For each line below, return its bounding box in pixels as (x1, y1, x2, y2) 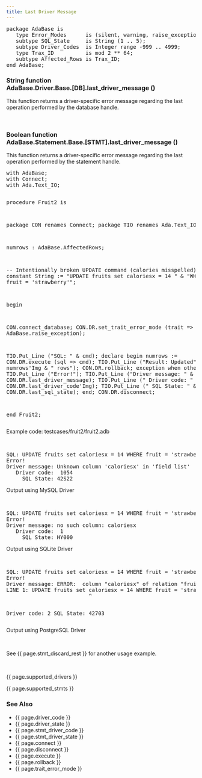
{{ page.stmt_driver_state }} (14, 733, 84, 740)
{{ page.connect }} (14, 739, 62, 747)
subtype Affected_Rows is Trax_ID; (16, 55, 121, 62)
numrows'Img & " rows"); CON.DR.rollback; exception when (6, 365, 181, 372)
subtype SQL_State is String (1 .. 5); (16, 37, 146, 44)
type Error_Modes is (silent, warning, (16, 31, 149, 38)
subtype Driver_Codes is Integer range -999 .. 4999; (16, 43, 181, 50)
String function (6, 76, 52, 84)
